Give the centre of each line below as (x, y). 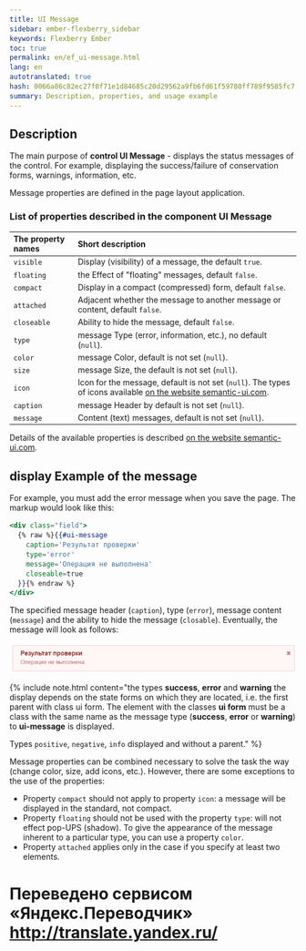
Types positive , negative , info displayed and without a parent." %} (136, 744)
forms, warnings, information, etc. (73, 175)
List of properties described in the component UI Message (141, 217)
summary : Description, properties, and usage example (114, 96)
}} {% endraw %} (46, 583)
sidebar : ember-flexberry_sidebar (75, 29)
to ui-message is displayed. (62, 726)
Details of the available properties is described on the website (125, 438)
